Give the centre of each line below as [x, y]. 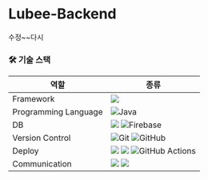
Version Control [42, 138]
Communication [42, 164]
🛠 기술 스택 [30, 59]
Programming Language [58, 112]
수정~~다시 [26, 37]
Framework [34, 99]
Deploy [26, 151]
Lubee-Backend [63, 14]
